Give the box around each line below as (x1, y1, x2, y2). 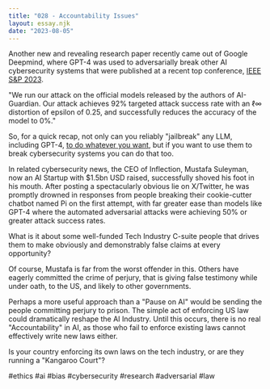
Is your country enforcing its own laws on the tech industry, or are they (8, 347, 244, 357)
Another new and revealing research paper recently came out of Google (8, 49, 248, 59)
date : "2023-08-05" (8, 27, 74, 35)
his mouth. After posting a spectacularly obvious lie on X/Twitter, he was (8, 182, 250, 191)
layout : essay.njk (8, 19, 70, 27)
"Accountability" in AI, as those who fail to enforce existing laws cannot (8, 323, 247, 333)
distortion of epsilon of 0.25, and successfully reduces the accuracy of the (8, 107, 257, 117)
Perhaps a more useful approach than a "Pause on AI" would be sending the (8, 297, 263, 307)
